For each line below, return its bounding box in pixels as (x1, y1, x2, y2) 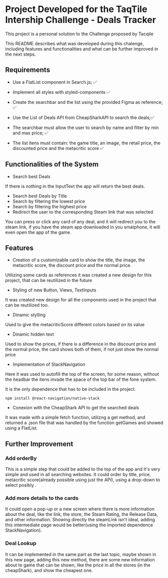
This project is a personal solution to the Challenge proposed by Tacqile (5, 31, 154, 37)
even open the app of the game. (5, 229, 72, 235)
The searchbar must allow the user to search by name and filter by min (12, 124, 159, 130)
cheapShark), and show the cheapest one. (5, 567, 93, 573)
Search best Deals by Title (12, 193, 67, 199)
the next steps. (5, 51, 36, 57)
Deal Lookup (5, 540, 37, 547)
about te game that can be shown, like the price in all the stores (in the (5, 562, 150, 568)
